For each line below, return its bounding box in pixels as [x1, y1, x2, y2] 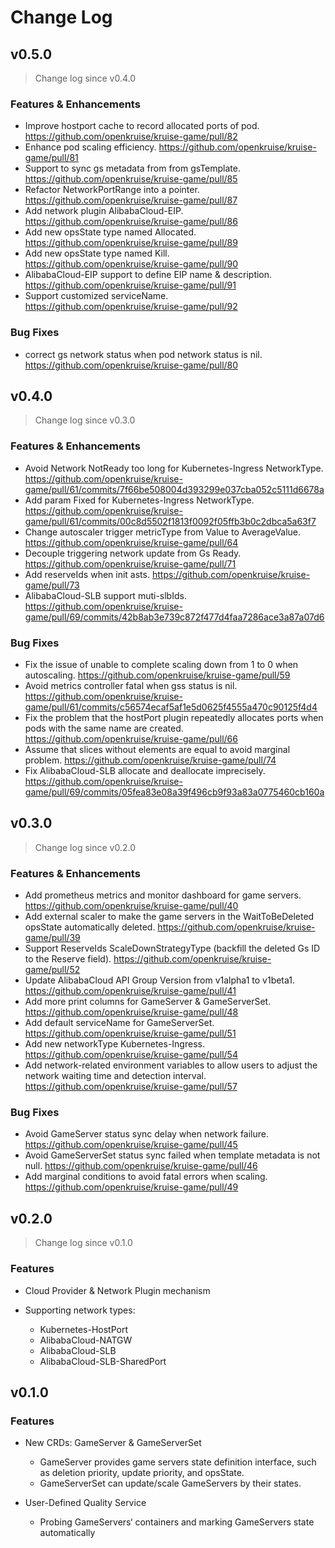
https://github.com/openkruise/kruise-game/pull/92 [24, 301, 238, 313]
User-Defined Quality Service [24, 1497, 147, 1509]
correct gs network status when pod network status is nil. [24, 348, 263, 360]
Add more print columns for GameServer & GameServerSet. [24, 996, 272, 1008]
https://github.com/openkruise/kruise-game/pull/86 [24, 216, 238, 228]
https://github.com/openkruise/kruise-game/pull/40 [24, 900, 239, 912]
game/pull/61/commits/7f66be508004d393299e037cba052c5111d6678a [24, 483, 325, 495]
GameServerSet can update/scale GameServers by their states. [39, 1477, 302, 1490]
